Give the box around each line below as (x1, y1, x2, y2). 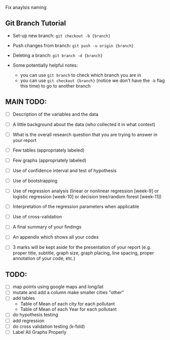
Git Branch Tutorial (5, 19, 66, 27)
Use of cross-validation (12, 214, 62, 220)
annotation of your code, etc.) (12, 256, 75, 262)
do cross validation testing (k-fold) (12, 323, 85, 329)
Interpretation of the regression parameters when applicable (12, 204, 139, 210)
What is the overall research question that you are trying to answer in (12, 131, 158, 137)
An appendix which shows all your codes (12, 234, 99, 240)
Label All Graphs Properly (12, 329, 67, 335)
